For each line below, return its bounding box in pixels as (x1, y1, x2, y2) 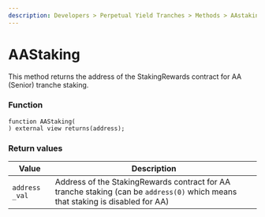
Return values (8, 143, 63, 154)
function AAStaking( (8, 118, 77, 125)
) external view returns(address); (8, 124, 125, 133)
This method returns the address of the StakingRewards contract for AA (8, 72, 242, 81)
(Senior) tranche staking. (8, 80, 89, 89)
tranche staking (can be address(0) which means (54, 186, 237, 197)
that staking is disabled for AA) (54, 196, 170, 208)
